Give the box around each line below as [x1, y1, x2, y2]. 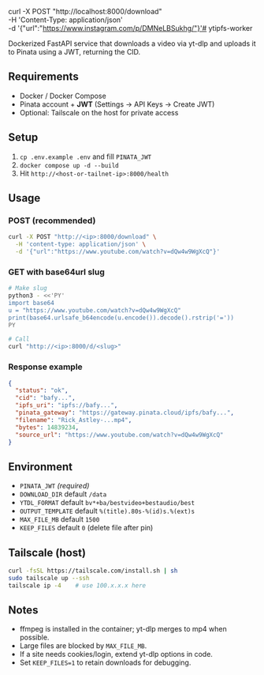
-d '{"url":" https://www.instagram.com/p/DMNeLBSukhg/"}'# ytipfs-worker [8, 24, 253, 32]
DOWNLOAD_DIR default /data [19, 489, 107, 499]
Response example [8, 361, 83, 372]
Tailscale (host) [8, 545, 87, 560]
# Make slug [8, 285, 47, 292]
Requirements [8, 70, 79, 84]
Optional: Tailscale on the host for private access [19, 107, 179, 117]
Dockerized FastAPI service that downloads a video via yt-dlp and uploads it [8, 39, 256, 48]
